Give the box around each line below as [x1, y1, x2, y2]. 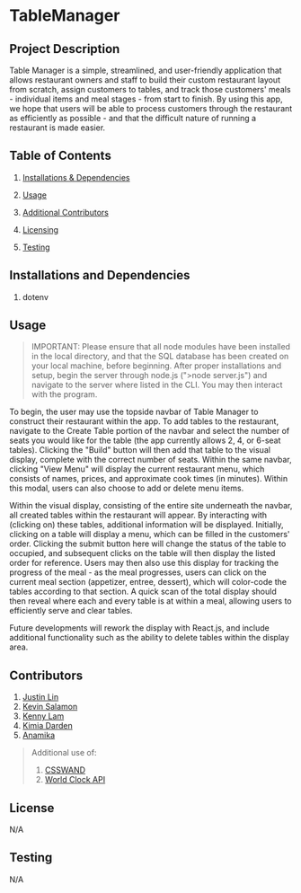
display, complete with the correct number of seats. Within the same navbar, [9, 455, 292, 465]
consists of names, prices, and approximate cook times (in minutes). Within [9, 473, 288, 484]
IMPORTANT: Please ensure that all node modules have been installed [31, 341, 290, 352]
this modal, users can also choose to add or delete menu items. [9, 482, 244, 494]
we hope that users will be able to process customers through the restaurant [9, 103, 293, 113]
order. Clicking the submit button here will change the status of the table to [9, 538, 287, 549]
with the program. [31, 389, 98, 400]
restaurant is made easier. [9, 122, 106, 133]
